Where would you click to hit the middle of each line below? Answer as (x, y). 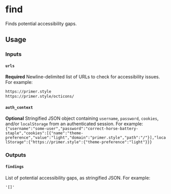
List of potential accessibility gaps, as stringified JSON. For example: (78, 178)
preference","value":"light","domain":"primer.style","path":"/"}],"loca (86, 138)
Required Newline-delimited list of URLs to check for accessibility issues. (83, 77)
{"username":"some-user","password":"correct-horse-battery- (72, 129)
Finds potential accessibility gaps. (41, 24)
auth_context (19, 107)
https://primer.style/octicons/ (40, 96)
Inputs (14, 54)
